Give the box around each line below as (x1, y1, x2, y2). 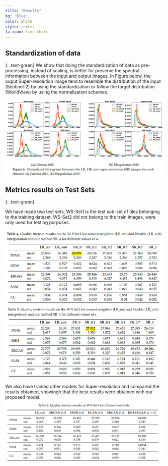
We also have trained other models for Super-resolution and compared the (5, 383, 159, 389)
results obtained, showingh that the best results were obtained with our (5, 389, 153, 395)
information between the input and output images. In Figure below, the (5, 73, 151, 79)
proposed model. (5, 394, 41, 400)
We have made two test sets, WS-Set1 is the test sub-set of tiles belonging (5, 209, 160, 215)
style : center (5, 24, 35, 29)
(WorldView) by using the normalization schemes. (5, 89, 109, 95)
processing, (5, 67, 30, 73)
